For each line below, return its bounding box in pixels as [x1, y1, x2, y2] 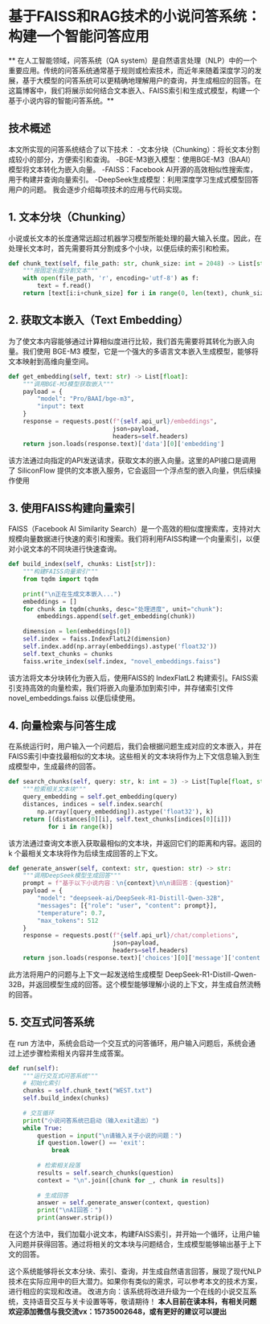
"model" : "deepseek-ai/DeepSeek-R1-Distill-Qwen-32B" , [37, 894, 225, 902]
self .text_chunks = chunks [22, 650, 113, 658]
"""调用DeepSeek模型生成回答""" [22, 871, 121, 880]
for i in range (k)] [47, 822, 113, 830]
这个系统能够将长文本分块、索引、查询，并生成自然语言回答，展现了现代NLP [8, 1267, 262, 1277]
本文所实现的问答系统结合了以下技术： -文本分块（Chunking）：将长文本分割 [8, 144, 260, 154]
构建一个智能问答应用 [8, 27, 150, 46]
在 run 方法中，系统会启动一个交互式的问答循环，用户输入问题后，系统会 [8, 1038, 249, 1047]
